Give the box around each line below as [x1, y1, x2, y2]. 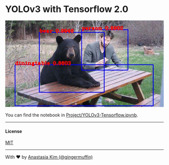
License [5, 128, 23, 134]
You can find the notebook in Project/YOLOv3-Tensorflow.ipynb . [5, 112, 138, 118]
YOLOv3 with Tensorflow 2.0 [5, 4, 129, 15]
